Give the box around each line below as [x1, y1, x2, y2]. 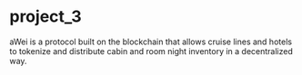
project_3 [9, 6, 82, 27]
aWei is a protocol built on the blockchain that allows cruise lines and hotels [9, 36, 293, 47]
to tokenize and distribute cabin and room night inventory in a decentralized [9, 45, 294, 56]
